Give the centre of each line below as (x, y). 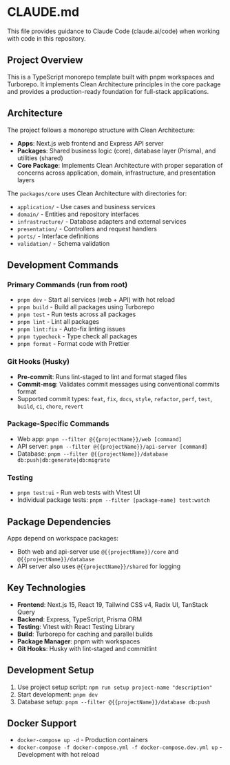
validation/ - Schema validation (63, 243)
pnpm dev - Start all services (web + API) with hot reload (96, 300)
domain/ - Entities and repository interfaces (78, 214)
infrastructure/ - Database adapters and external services (102, 221)
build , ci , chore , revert (50, 406)
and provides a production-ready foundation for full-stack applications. (108, 91)
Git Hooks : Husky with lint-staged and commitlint (87, 648)
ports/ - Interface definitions (58, 236)
